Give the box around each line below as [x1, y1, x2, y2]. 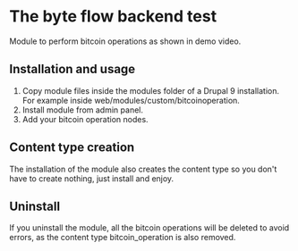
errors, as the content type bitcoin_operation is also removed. [9, 232, 236, 243]
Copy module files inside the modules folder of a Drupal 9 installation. [21, 85, 280, 96]
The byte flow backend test [9, 6, 217, 27]
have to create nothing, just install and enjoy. [9, 172, 175, 184]
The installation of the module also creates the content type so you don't [9, 163, 277, 174]
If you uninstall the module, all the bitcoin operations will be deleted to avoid [9, 222, 290, 233]
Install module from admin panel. [21, 105, 143, 115]
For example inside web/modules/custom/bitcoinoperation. [21, 95, 240, 105]
